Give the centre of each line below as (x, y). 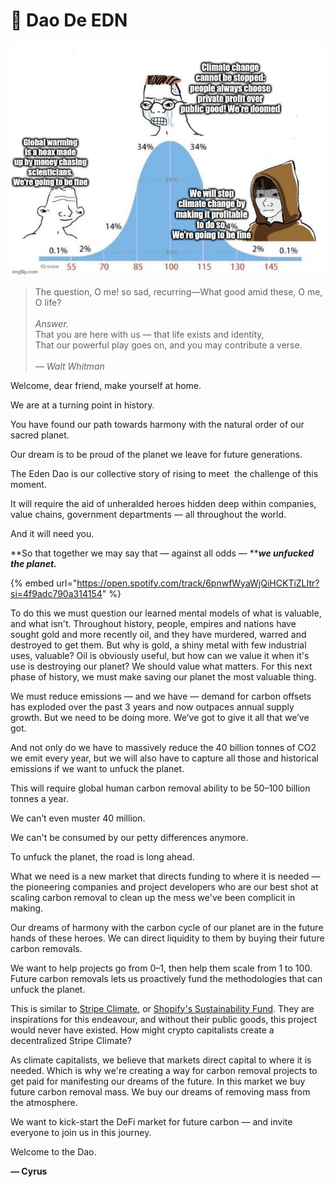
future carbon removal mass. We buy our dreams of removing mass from (160, 1091)
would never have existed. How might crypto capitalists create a (142, 1030)
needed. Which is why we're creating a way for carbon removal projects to (164, 1070)
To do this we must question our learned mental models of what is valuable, (166, 613)
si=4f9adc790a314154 (56, 593)
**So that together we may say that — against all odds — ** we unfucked (162, 553)
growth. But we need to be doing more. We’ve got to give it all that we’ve (160, 717)
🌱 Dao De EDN (69, 20)
